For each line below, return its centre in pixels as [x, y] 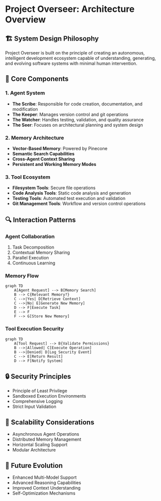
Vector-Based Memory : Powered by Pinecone [60, 148]
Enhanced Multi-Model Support [44, 477]
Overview [26, 20]
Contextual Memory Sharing [41, 252]
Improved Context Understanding [46, 488]
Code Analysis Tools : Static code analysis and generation [72, 193]
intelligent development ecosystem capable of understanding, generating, [80, 58]
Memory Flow [22, 276]
